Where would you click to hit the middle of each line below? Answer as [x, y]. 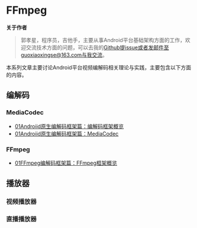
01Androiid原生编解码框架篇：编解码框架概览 [69, 126]
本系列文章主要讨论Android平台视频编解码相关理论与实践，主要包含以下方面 [98, 67]
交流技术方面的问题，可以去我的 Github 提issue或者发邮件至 [97, 47]
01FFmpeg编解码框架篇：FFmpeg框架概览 [66, 163]
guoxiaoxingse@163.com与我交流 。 [64, 54]
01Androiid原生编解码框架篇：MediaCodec [67, 133]
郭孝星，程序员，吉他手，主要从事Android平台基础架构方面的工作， [103, 40]
